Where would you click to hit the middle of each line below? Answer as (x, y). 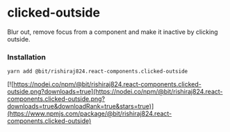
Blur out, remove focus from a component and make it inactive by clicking (113, 32)
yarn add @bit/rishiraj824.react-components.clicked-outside (98, 72)
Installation (27, 57)
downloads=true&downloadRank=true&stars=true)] (81, 106)
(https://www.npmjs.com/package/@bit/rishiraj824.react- (90, 114)
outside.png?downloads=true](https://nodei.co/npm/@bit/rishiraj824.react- (115, 92)
